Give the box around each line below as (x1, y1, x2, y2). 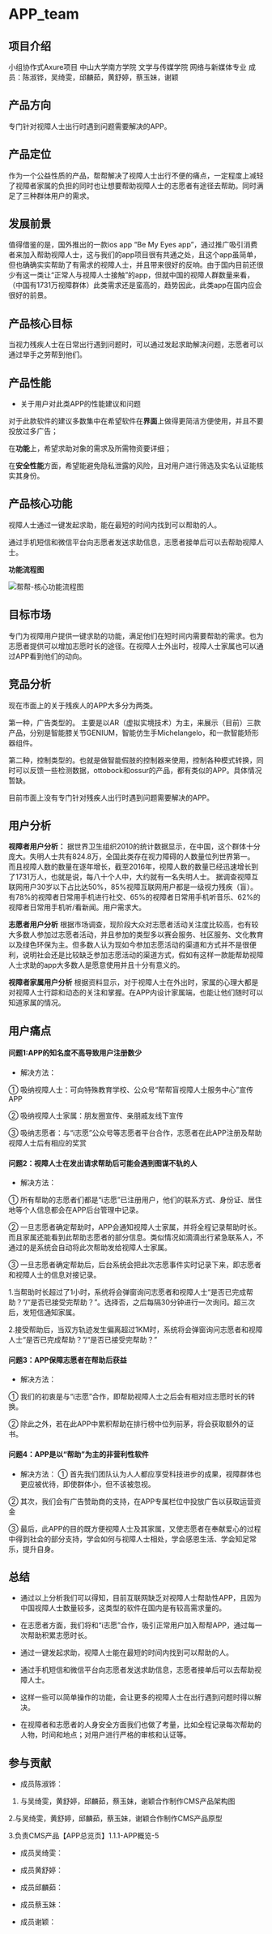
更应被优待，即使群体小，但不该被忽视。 (19, 1479, 155, 1489)
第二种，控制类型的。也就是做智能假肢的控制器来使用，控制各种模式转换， (8, 755, 257, 765)
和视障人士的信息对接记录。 (8, 1270, 101, 1280)
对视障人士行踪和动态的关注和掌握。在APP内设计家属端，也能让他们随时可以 (8, 987, 264, 998)
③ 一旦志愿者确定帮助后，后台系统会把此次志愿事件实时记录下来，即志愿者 (8, 1260, 261, 1270)
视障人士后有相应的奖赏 (8, 1137, 87, 1148)
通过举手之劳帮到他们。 (8, 350, 87, 359)
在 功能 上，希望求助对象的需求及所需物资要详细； (8, 444, 172, 453)
